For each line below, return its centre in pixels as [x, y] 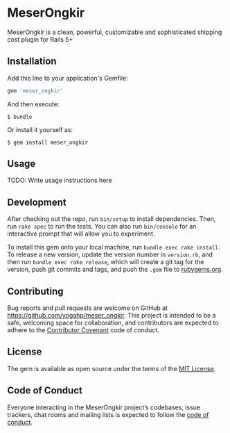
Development [37, 202]
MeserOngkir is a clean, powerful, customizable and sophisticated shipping [115, 32]
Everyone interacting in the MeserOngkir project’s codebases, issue [104, 407]
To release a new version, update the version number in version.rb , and [110, 254]
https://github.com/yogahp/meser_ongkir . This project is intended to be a [112, 316]
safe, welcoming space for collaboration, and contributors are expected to [113, 323]
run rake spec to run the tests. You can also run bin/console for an [102, 227]
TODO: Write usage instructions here [60, 180]
